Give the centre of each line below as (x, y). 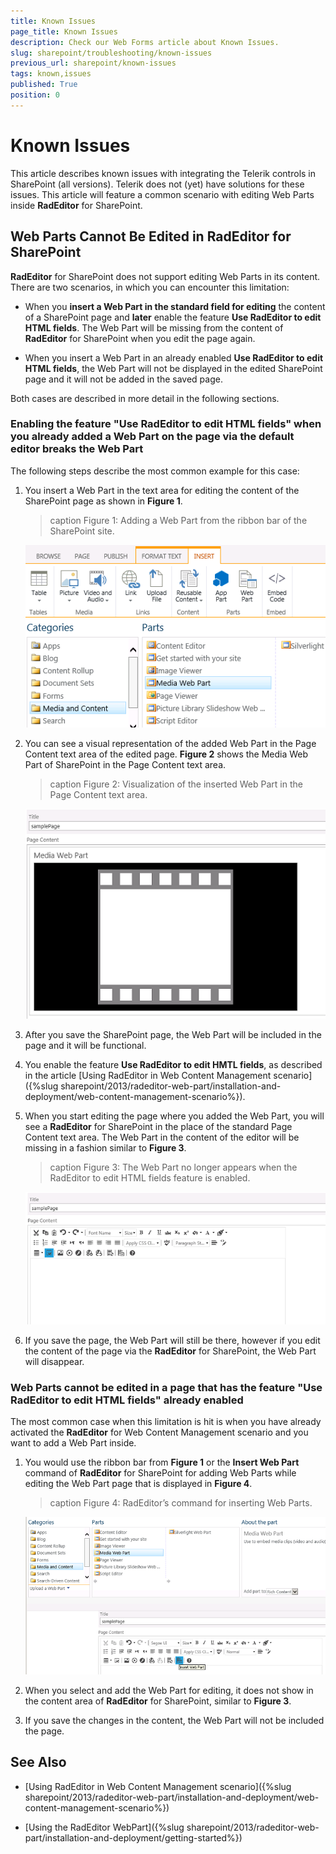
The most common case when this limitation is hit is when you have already (166, 1422)
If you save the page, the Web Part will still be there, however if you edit (172, 1340)
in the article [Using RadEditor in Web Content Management (148, 1075)
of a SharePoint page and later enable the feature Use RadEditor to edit (173, 317)
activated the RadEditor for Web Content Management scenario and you (159, 1432)
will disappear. (54, 1361)
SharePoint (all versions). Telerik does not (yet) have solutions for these (157, 184)
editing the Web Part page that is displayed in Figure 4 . (138, 1484)
